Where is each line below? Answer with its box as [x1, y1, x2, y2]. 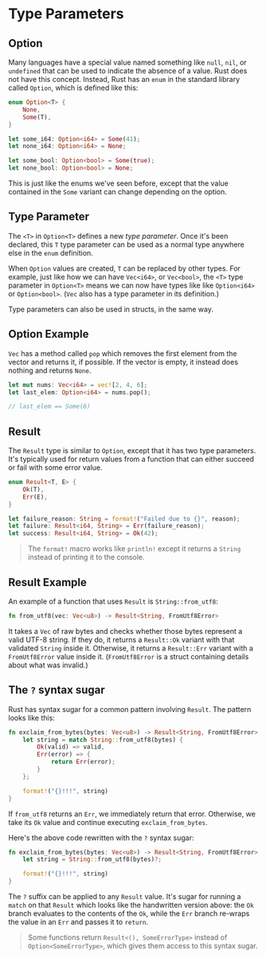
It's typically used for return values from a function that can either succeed [8, 455, 255, 464]
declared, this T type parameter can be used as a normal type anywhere [8, 240, 244, 249]
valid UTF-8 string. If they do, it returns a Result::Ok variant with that [8, 635, 235, 644]
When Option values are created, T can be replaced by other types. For [8, 264, 241, 273]
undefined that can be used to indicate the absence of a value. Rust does [8, 66, 248, 76]
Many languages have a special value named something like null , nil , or [8, 57, 247, 67]
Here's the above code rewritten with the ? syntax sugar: [8, 833, 194, 843]
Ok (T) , [22, 485, 45, 494]
